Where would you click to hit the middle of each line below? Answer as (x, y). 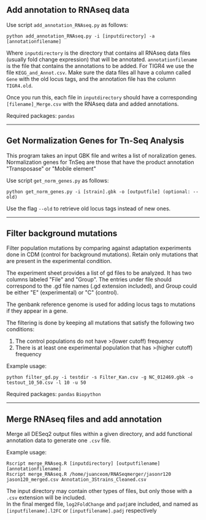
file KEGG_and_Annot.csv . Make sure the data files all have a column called (99, 72)
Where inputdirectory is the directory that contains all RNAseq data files (99, 53)
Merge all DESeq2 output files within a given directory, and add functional (99, 434)
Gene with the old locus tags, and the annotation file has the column (91, 78)
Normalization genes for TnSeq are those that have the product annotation (100, 162)
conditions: (21, 329)
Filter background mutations (62, 233)
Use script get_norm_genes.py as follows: (58, 180)
